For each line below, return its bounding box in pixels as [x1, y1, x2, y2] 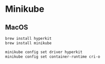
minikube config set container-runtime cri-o [5, 54, 100, 59]
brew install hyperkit [5, 36, 52, 41]
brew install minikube [5, 40, 52, 45]
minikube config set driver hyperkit [5, 49, 83, 55]
